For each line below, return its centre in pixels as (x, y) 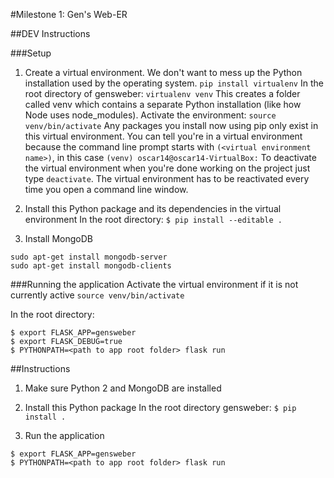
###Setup (31, 53)
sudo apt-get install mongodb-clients (91, 266)
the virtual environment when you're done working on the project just (167, 168)
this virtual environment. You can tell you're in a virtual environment (163, 136)
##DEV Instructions (50, 33)
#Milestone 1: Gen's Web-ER (69, 14)
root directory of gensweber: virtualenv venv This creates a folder (162, 93)
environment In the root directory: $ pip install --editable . (153, 219)
